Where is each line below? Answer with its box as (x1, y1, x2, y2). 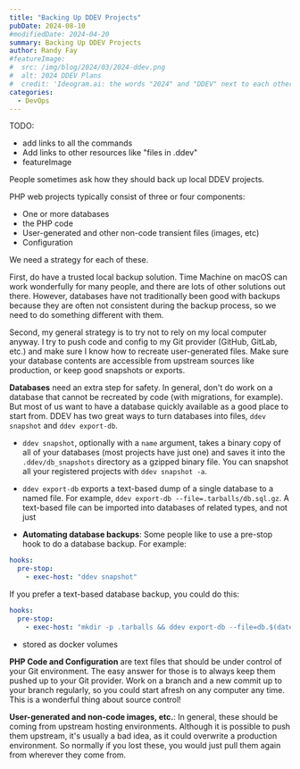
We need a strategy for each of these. (9, 255, 149, 265)
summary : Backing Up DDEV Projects (9, 38, 142, 47)
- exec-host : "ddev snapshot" (25, 573, 138, 581)
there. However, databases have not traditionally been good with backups (9, 291, 281, 302)
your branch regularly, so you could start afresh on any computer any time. (9, 684, 286, 695)
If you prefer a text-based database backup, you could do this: (9, 589, 239, 599)
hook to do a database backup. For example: (21, 539, 187, 549)
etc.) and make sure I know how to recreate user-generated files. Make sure (9, 346, 289, 357)
